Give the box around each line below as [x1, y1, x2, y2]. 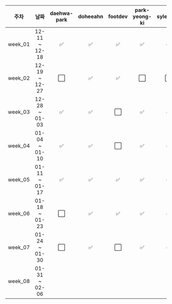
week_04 [8, 143, 30, 149]
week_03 [8, 108, 30, 115]
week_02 [8, 75, 30, 81]
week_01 [8, 41, 30, 48]
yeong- [133, 13, 152, 20]
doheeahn [78, 13, 103, 20]
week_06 [8, 210, 30, 217]
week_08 [8, 278, 30, 285]
